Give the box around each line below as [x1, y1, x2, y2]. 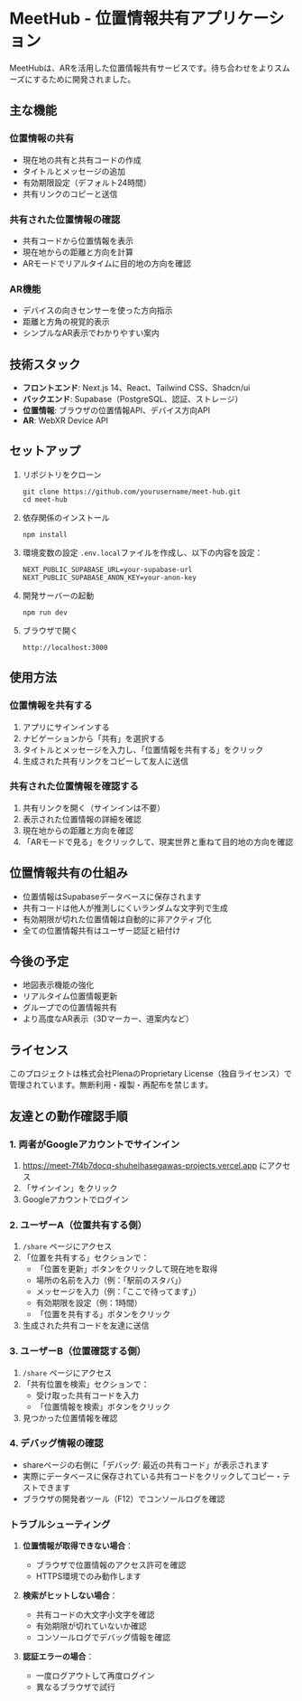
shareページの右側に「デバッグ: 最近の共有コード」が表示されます [22, 1459, 270, 1470]
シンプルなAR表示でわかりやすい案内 [22, 327, 160, 339]
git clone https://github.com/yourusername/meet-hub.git [22, 487, 242, 496]
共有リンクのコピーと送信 [22, 188, 118, 199]
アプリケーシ [189, 8, 285, 29]
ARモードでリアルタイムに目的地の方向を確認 [22, 258, 192, 268]
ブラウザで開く [22, 625, 78, 635]
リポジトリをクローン [22, 469, 102, 480]
